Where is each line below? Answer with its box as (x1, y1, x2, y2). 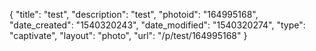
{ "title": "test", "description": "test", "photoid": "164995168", (9, 9, 259, 20)
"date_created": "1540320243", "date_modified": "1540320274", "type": (9, 19, 306, 31)
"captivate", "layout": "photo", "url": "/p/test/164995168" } (9, 30, 248, 41)
